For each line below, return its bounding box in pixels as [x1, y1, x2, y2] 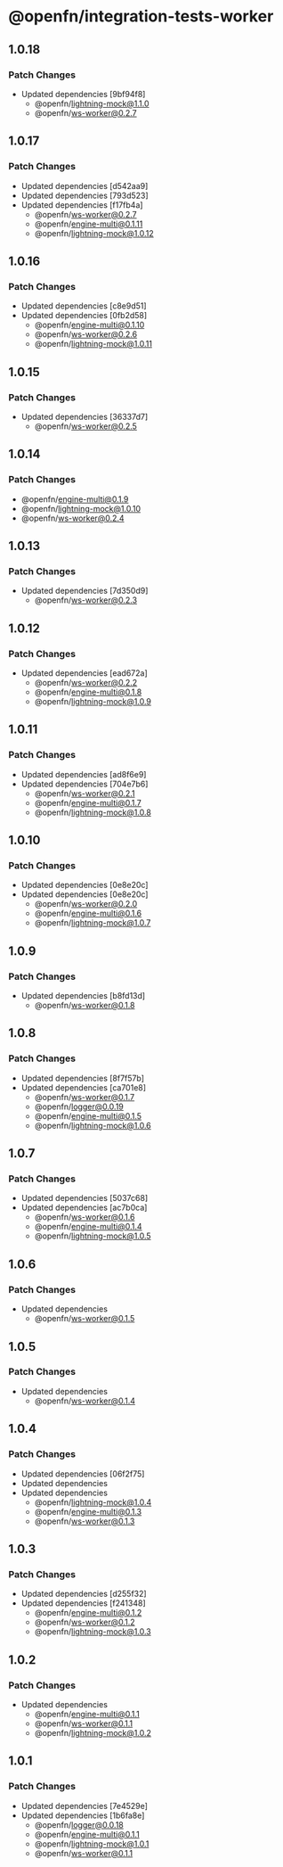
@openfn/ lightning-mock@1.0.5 [34, 1230, 152, 1241]
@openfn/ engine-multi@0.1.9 [20, 493, 129, 505]
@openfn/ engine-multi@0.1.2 [34, 1608, 142, 1618]
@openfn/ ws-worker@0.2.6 [34, 329, 138, 340]
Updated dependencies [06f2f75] [20, 1468, 145, 1479]
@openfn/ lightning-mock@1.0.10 [20, 503, 141, 514]
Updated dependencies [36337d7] [20, 411, 149, 422]
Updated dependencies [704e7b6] [20, 778, 149, 789]
